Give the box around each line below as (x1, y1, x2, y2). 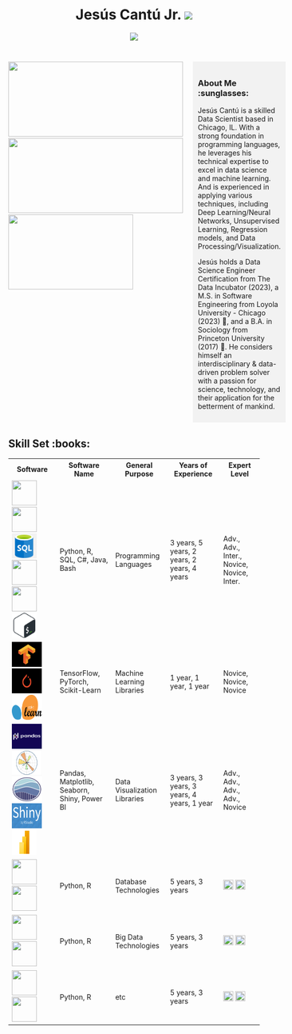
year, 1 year (170, 681, 210, 691)
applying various (198, 190, 253, 201)
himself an (198, 350, 233, 361)
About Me (198, 78, 237, 89)
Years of (179, 460, 207, 469)
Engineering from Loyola (198, 300, 278, 309)
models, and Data (198, 234, 256, 243)
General (125, 460, 153, 469)
